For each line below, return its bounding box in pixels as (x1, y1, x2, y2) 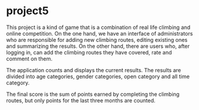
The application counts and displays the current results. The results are (6, 66, 181, 73)
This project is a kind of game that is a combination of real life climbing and (6, 24, 191, 31)
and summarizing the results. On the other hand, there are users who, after (6, 43, 190, 50)
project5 (6, 4, 49, 18)
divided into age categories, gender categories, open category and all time (6, 73, 190, 80)
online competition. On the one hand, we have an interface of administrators (6, 30, 193, 37)
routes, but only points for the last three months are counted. (6, 96, 156, 104)
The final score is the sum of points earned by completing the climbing (6, 90, 180, 98)
